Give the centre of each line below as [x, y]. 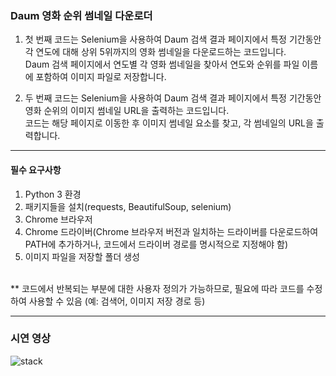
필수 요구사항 [36, 169]
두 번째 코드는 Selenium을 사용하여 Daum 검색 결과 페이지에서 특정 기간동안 [173, 98]
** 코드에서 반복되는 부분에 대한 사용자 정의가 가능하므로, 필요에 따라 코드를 [157, 288]
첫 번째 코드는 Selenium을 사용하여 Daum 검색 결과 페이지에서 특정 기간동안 [173, 39]
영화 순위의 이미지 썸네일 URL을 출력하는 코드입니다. [127, 111]
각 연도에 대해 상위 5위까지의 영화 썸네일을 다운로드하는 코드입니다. [155, 52]
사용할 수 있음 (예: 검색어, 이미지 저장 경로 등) [117, 301]
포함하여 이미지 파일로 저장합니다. [101, 77]
